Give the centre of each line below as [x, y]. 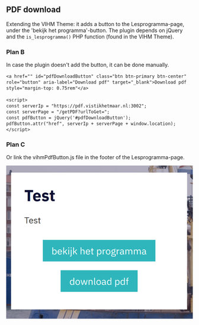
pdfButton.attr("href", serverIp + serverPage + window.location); [91, 124]
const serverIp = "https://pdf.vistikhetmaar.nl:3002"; [76, 106]
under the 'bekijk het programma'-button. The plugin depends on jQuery [94, 30]
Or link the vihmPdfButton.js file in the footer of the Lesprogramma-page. [95, 157]
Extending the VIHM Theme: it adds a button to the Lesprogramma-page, [95, 24]
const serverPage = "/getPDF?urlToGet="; [58, 112]
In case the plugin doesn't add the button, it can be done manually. [88, 65]
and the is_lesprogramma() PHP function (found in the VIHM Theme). [90, 36]
